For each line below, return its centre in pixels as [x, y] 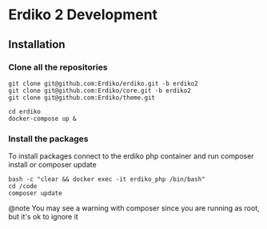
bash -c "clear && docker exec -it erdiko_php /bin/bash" [107, 179]
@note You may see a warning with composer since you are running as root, [134, 208]
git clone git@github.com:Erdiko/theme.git [82, 98]
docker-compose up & [43, 119]
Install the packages [48, 139]
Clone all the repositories [58, 67]
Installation [37, 44]
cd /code [23, 187]
